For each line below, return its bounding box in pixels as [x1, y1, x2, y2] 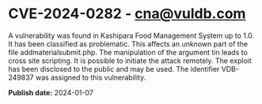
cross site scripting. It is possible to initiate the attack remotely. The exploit [8, 56, 252, 65]
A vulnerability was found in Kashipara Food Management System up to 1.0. [8, 31, 255, 40]
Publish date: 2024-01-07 [8, 87, 93, 97]
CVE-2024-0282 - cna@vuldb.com [8, 5, 246, 23]
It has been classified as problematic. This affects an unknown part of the [8, 39, 248, 48]
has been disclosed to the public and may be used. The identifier [8, 64, 220, 73]
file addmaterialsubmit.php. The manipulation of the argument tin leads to [8, 47, 248, 57]
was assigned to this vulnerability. [35, 72, 146, 82]
